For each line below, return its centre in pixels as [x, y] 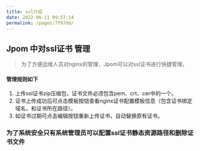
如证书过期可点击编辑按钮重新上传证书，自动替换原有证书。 [89, 116]
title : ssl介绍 [24, 12]
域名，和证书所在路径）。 [45, 108]
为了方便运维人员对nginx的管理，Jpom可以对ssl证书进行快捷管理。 [104, 64]
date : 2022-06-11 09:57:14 [40, 17]
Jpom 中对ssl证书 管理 [48, 49]
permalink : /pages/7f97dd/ [40, 23]
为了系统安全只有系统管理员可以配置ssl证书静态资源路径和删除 [97, 133]
